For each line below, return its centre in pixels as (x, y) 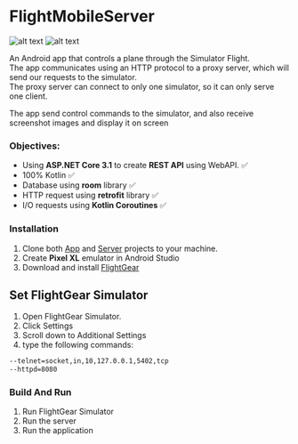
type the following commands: (77, 345)
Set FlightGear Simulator (79, 295)
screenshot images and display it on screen (89, 123)
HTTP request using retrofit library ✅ (90, 195)
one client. (28, 96)
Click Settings (48, 326)
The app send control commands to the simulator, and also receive (132, 113)
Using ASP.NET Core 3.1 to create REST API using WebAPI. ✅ (135, 165)
